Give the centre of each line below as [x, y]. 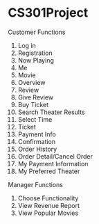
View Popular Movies [48, 213]
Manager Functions [35, 184]
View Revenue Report [49, 205]
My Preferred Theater [49, 171]
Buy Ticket [33, 104]
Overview [31, 82]
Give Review [36, 97]
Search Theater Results [51, 112]
